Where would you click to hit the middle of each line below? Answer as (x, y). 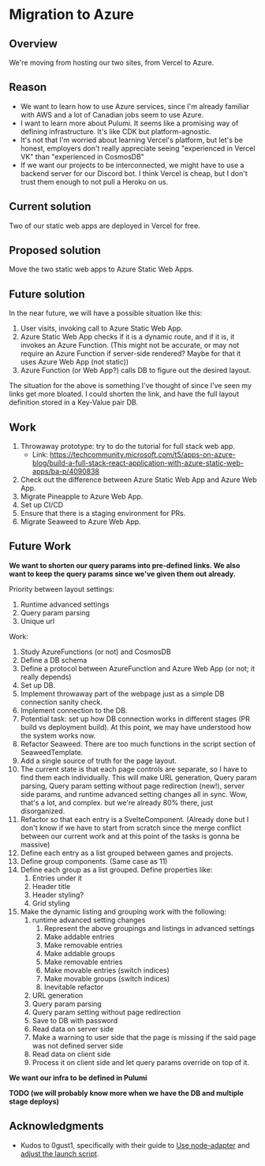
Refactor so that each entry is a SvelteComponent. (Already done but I (134, 819)
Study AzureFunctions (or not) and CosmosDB (96, 652)
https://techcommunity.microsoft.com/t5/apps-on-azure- (142, 454)
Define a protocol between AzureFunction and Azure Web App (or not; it (138, 668)
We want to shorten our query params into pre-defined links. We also (125, 565)
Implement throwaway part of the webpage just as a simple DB (122, 693)
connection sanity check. (62, 702)
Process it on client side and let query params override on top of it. (141, 1062)
